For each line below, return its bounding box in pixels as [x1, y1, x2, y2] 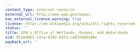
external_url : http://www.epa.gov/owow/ [5, 12, 91, 17]
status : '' [5, 26, 28, 31]
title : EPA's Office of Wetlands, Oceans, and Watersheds [5, 30, 128, 35]
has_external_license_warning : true [5, 16, 81, 21]
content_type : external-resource [5, 7, 75, 12]
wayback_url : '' [5, 40, 39, 45]
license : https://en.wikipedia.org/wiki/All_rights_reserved [5, 21, 135, 26]
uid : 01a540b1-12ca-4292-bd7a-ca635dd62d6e [5, 35, 97, 40]
